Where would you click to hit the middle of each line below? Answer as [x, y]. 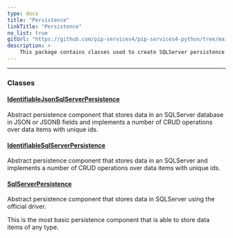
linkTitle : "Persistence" [44, 26]
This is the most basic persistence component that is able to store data [109, 220]
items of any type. [33, 227]
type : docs [23, 13]
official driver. [27, 207]
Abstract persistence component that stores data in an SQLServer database [115, 115]
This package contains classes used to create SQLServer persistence [122, 53]
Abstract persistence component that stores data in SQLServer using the [111, 199]
